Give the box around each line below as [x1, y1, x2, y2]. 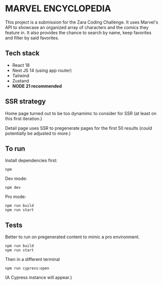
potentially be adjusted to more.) [5, 130, 71, 136]
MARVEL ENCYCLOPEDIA [5, 3, 111, 14]
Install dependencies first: [5, 158, 58, 164]
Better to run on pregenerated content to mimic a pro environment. [5, 234, 140, 240]
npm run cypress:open [5, 266, 50, 271]
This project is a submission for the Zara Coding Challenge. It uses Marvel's [5, 19, 159, 25]
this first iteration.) [5, 115, 43, 121]
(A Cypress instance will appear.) [5, 275, 72, 281]
